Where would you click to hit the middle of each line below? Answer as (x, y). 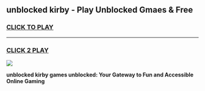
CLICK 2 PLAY (27, 50)
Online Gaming (26, 81)
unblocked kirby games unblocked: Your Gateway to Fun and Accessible (100, 75)
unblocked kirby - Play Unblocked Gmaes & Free (100, 10)
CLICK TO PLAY (30, 27)
